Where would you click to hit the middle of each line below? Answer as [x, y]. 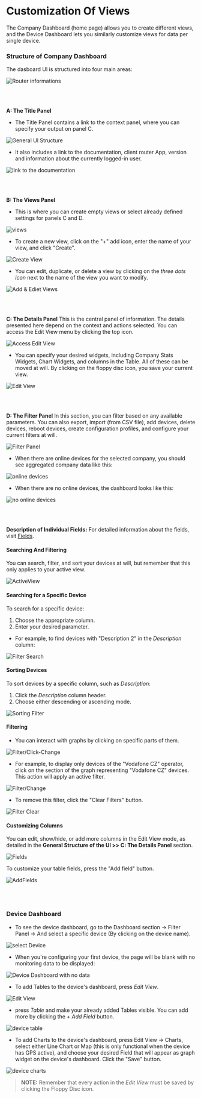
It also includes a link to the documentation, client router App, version [101, 152]
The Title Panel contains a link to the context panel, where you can [97, 122]
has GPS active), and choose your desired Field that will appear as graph [105, 1052]
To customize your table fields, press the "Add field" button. [80, 868]
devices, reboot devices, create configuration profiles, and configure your [97, 428]
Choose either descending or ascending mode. [73, 701]
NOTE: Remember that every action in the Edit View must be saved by [107, 1082]
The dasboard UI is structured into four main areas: [69, 69]
